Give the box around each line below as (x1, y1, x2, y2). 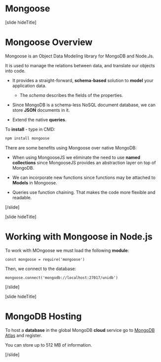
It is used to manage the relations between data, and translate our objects (5, 62, 155, 68)
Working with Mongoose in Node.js (5, 231, 153, 242)
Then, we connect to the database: (5, 266, 77, 271)
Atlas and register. (5, 332, 42, 338)
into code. (5, 68, 26, 74)
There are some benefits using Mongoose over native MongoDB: (5, 144, 137, 151)
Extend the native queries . (12, 117, 67, 123)
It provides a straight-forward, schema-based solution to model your (12, 77, 154, 83)
